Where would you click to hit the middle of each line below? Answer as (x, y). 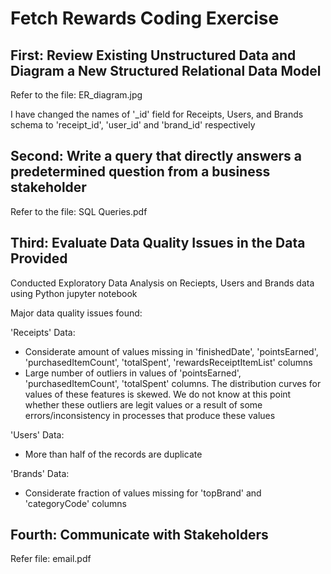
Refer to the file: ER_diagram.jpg (76, 95)
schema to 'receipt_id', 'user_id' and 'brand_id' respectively (133, 125)
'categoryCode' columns (75, 503)
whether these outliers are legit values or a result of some (143, 404)
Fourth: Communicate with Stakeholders (139, 535)
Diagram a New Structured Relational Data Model (166, 70)
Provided (39, 258)
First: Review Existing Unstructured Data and (153, 55)
